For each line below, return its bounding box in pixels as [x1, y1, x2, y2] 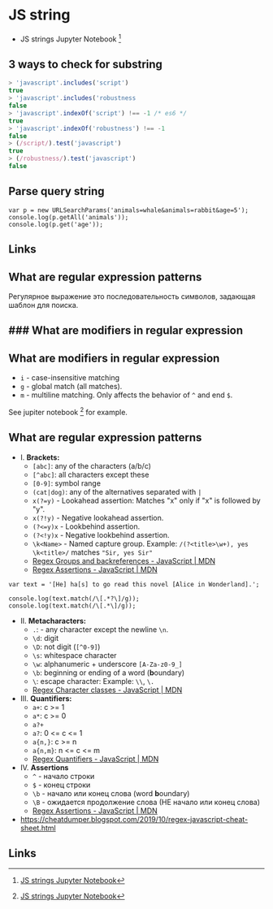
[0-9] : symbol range [32, 478, 102, 488]
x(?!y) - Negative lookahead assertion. [32, 513, 164, 522]
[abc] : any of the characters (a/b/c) [32, 461, 152, 470]
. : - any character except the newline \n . [32, 624, 169, 634]
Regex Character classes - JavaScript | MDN [32, 685, 183, 695]
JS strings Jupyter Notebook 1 [19, 32, 122, 44]
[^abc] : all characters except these [32, 470, 149, 479]
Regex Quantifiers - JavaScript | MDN [32, 754, 159, 764]
